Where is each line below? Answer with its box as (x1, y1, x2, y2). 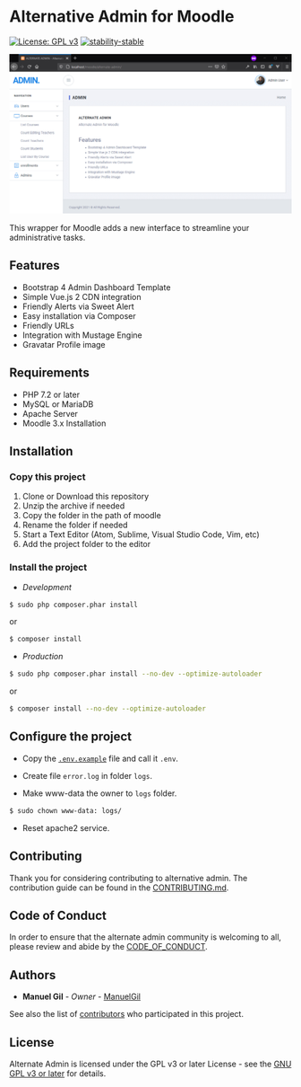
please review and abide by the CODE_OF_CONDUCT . (9, 941, 208, 952)
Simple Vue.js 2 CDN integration (21, 291, 142, 302)
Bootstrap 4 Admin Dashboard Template (21, 281, 171, 293)
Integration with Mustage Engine (21, 330, 142, 340)
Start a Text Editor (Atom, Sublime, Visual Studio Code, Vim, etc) (21, 529, 260, 540)
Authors (9, 968, 56, 983)
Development (21, 581, 72, 592)
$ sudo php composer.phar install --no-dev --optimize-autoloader (9, 669, 262, 679)
